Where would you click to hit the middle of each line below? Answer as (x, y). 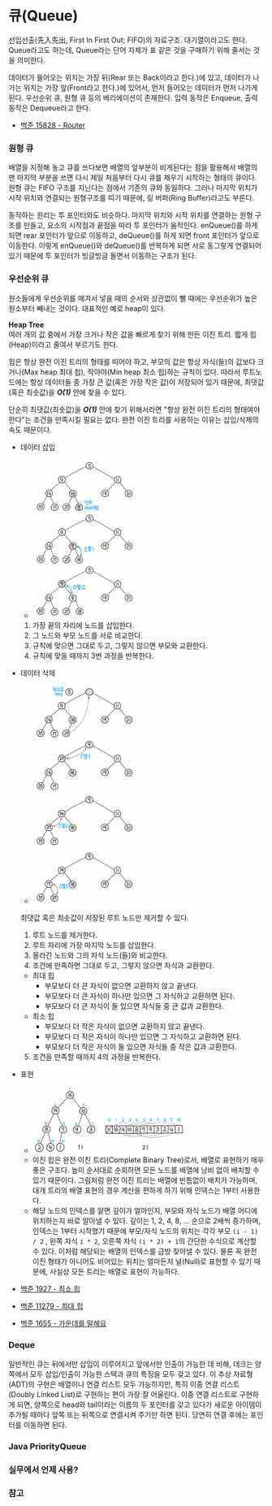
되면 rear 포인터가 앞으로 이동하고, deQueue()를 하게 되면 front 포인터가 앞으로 (134, 236)
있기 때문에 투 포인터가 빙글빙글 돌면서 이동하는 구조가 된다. (103, 256)
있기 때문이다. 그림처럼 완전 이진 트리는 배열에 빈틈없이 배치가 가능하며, (145, 1180)
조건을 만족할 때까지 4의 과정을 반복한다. (96, 1057)
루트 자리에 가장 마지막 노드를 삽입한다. (94, 945)
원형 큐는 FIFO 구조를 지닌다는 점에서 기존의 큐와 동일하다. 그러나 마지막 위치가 (133, 188)
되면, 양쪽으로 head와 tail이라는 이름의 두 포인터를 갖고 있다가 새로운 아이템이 (139, 1404)
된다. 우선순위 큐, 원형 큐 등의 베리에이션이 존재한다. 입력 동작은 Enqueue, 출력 (133, 97)
